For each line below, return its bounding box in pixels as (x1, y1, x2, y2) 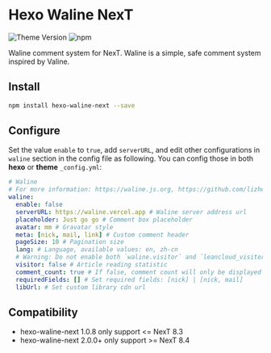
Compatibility (8, 305, 78, 319)
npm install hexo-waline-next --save (8, 101, 135, 110)
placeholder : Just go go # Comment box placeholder (15, 216, 194, 224)
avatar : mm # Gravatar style (15, 223, 114, 231)
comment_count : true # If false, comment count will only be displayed (15, 268, 262, 276)
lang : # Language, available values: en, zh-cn (15, 246, 179, 254)
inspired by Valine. (8, 57, 70, 66)
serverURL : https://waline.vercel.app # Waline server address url (15, 208, 248, 216)
